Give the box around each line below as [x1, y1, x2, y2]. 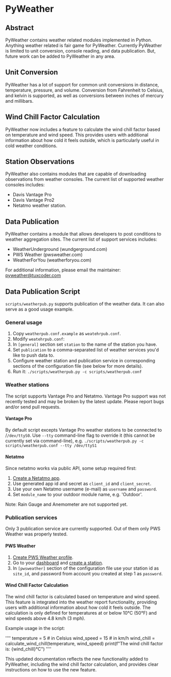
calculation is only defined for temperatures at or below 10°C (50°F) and [5, 610, 157, 616]
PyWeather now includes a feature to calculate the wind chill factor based [5, 126, 160, 132]
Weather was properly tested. [5, 531, 68, 537]
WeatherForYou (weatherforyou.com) [12, 257, 92, 263]
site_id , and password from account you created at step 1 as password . [12, 570, 163, 576]
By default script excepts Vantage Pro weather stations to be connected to [5, 427, 162, 433]
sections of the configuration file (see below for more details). [12, 363, 143, 369]
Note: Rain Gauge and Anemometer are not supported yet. [5, 501, 128, 507]
